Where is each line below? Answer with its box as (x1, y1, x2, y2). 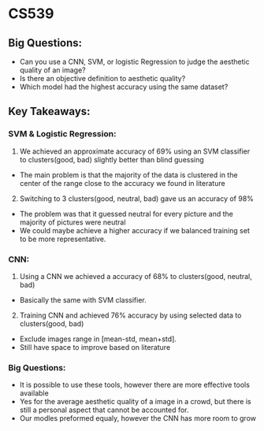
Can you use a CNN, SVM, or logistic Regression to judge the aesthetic (19, 57, 250, 66)
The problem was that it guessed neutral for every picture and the (19, 209, 234, 218)
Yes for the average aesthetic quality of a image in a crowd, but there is (19, 397, 251, 407)
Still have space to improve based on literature (19, 342, 171, 351)
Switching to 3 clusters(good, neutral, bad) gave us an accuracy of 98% (19, 194, 255, 203)
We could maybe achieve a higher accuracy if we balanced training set (19, 225, 250, 235)
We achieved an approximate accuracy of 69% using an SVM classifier (19, 147, 251, 156)
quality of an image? (19, 65, 86, 75)
